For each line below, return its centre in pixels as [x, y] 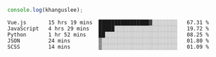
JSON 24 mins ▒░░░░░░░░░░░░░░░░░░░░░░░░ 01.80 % [108, 41]
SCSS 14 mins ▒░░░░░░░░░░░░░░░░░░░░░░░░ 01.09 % [108, 47]
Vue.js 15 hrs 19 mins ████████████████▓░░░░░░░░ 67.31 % [108, 22]
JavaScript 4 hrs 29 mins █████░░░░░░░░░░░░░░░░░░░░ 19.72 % [108, 28]
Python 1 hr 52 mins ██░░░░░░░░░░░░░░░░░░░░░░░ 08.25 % [108, 35]
